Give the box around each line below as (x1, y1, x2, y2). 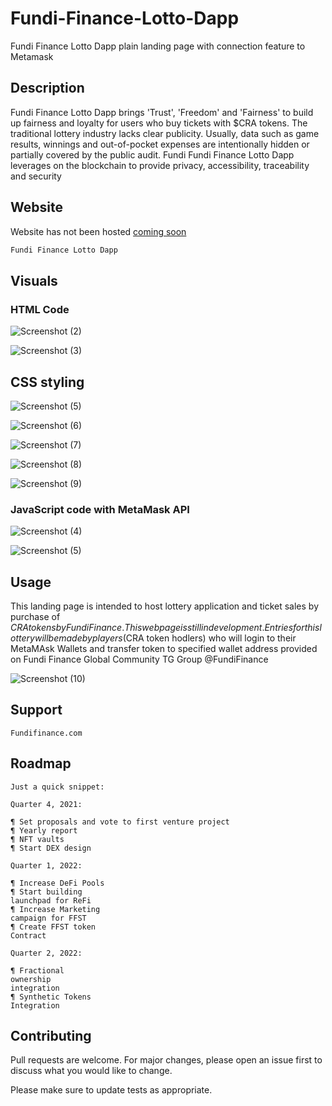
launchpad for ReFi (10, 895, 92, 906)
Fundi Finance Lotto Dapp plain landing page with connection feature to (10, 40, 306, 52)
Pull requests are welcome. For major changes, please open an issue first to (10, 1054, 323, 1066)
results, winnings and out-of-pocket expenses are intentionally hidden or (10, 138, 310, 150)
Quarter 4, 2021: (10, 799, 83, 809)
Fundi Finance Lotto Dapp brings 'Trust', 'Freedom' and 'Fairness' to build (10, 106, 314, 118)
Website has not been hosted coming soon (10, 225, 187, 237)
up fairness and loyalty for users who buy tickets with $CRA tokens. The (10, 117, 308, 129)
